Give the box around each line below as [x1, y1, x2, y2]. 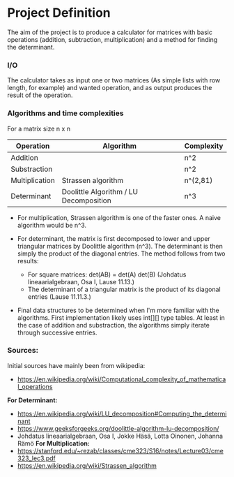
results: [17, 256, 40, 265]
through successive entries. [17, 328, 97, 337]
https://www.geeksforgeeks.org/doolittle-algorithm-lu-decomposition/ [17, 424, 219, 432]
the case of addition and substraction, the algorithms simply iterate [17, 321, 210, 329]
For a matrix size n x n [7, 124, 71, 133]
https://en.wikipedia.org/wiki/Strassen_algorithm [17, 461, 157, 469]
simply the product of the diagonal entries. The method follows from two [17, 249, 226, 258]
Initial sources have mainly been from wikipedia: [7, 361, 146, 369]
